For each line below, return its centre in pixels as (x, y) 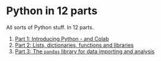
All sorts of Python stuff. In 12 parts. (50, 27)
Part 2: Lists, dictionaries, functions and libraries (74, 45)
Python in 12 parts (52, 11)
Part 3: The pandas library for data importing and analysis (85, 51)
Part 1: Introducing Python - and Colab (62, 38)
